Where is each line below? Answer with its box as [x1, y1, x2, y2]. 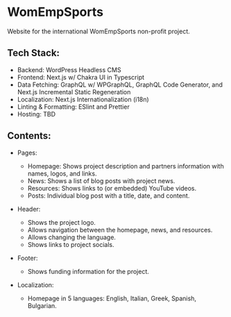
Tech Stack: [7, 47, 60, 59]
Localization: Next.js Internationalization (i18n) [17, 95, 149, 103]
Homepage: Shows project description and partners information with [27, 162, 224, 170]
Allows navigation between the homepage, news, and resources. [27, 225, 213, 234]
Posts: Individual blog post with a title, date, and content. [27, 191, 190, 200]
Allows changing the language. [27, 233, 117, 241]
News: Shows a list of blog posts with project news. [27, 176, 176, 185]
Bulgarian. [27, 301, 57, 309]
